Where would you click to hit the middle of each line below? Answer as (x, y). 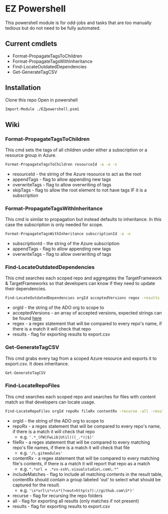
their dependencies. (26, 289)
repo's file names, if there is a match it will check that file (71, 447)
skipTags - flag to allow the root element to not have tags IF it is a (79, 190)
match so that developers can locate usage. (50, 402)
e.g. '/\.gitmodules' (41, 453)
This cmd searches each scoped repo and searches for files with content (80, 396)
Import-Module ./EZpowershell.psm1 (42, 109)
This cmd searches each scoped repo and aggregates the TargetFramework (84, 278)
